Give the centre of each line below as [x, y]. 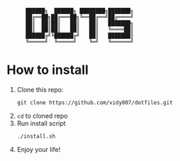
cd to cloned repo [42, 116]
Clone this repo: [40, 89]
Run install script [41, 123]
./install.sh [36, 136]
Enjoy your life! [39, 149]
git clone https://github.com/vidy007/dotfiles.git [95, 102]
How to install [48, 70]
